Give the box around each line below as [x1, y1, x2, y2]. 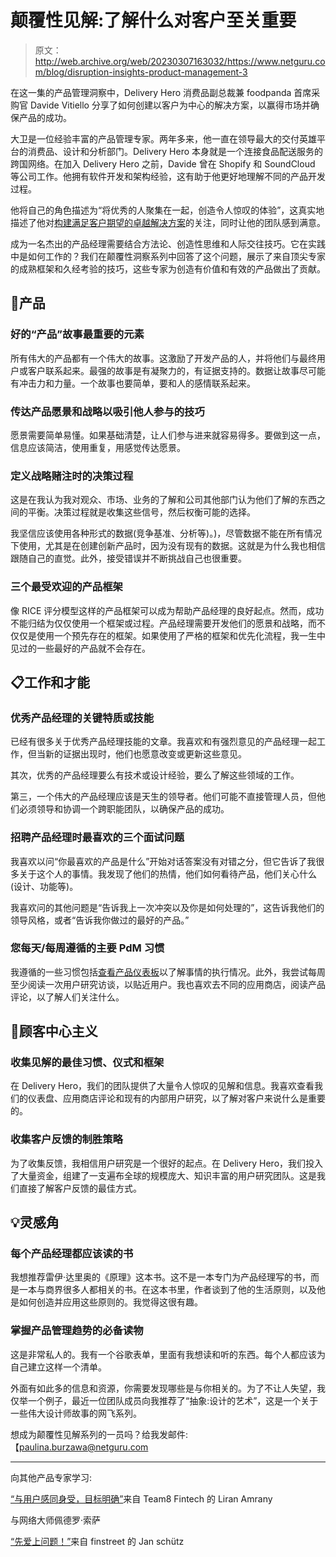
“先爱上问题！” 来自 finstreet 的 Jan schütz [10, 1535, 185, 1547]
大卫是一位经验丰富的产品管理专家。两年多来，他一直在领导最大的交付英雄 [10, 132, 317, 145]
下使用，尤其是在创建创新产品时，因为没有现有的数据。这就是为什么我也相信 [10, 540, 326, 552]
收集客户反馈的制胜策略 [10, 1132, 123, 1146]
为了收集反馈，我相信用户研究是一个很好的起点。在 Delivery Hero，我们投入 [10, 1157, 324, 1169]
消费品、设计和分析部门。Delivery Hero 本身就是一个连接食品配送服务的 [27, 145, 324, 157]
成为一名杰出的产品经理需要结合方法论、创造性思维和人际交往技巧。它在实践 [10, 237, 326, 250]
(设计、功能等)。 [10, 880, 79, 892]
